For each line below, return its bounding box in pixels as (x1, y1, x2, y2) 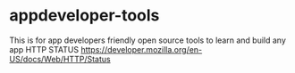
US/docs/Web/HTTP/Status (9, 53, 111, 64)
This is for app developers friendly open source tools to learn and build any (9, 35, 286, 45)
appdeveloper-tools (9, 5, 160, 26)
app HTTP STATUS (9, 44, 79, 54)
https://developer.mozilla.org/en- (80, 44, 203, 54)
